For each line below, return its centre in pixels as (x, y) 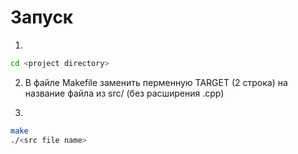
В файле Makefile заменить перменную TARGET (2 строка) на (156, 82)
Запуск (42, 17)
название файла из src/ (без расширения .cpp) (124, 93)
